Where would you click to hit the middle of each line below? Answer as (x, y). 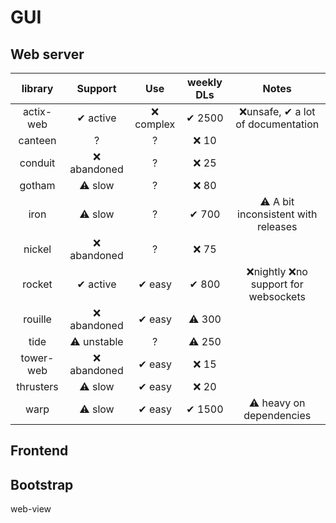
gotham (37, 185)
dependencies (277, 415)
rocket (37, 284)
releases (277, 226)
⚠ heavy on (277, 403)
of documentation (277, 124)
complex (155, 124)
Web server (47, 54)
